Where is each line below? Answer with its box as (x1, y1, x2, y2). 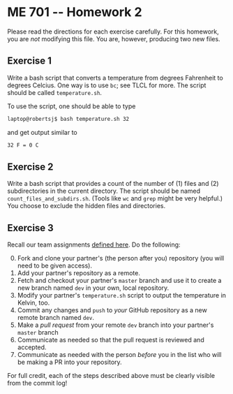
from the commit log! (7, 379, 68, 388)
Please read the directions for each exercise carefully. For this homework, (7, 27, 220, 36)
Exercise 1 (7, 55, 52, 67)
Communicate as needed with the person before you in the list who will (17, 351, 222, 359)
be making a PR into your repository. (17, 358, 122, 367)
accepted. (17, 343, 47, 351)
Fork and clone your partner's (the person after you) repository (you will (17, 254, 225, 263)
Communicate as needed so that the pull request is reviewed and (17, 336, 204, 344)
